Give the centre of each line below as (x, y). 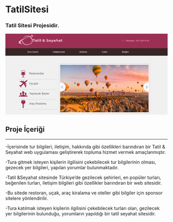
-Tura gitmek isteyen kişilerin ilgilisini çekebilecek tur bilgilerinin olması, (81, 162)
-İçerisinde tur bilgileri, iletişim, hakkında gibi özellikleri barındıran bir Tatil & (85, 147)
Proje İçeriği (25, 129)
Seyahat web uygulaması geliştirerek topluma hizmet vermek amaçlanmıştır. (86, 152)
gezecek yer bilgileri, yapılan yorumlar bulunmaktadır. (62, 167)
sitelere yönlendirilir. (27, 198)
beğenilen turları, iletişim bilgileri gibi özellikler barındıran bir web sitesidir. (84, 183)
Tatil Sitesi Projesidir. (32, 26)
